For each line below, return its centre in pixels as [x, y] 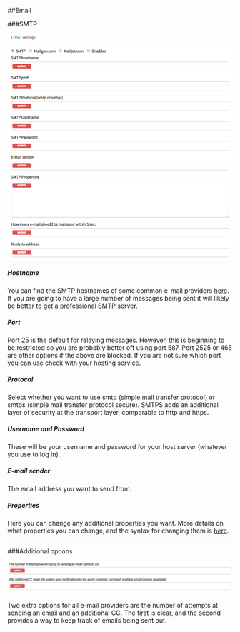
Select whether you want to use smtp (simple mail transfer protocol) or [111, 397]
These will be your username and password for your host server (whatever [117, 447]
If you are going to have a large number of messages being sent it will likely [119, 299]
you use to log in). [34, 455]
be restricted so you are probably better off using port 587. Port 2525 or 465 [120, 348]
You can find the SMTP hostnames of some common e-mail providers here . [119, 291]
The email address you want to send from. [70, 489]
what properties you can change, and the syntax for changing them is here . [118, 531]
